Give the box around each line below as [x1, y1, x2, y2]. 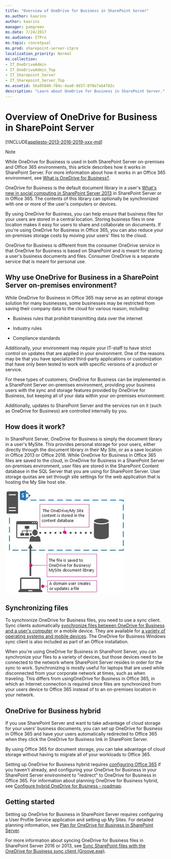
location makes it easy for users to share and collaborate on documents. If [5, 221, 161, 227]
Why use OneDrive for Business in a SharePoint [5, 273, 159, 282]
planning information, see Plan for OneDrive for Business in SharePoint [5, 822, 154, 828]
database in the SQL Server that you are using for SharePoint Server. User [5, 468, 161, 475]
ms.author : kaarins [5, 13, 47, 19]
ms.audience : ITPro [5, 35, 47, 40]
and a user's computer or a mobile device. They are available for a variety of [5, 628, 165, 634]
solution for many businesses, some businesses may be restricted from [5, 300, 155, 306]
